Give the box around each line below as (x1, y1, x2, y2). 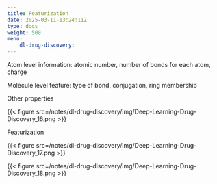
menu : (7, 36, 23, 42)
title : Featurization (7, 10, 69, 17)
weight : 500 (7, 29, 41, 36)
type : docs (7, 23, 38, 29)
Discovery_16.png (7, 115, 56, 123)
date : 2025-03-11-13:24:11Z (7, 16, 88, 23)
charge (7, 68, 27, 76)
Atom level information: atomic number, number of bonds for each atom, (7, 61, 211, 68)
